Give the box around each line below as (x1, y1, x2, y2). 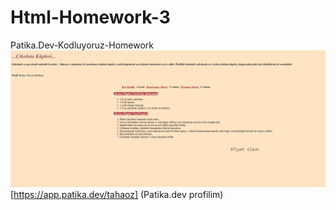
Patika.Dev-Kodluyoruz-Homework (10, 39, 155, 51)
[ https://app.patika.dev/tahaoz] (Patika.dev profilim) (10, 189, 224, 201)
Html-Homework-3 (10, 6, 171, 29)
